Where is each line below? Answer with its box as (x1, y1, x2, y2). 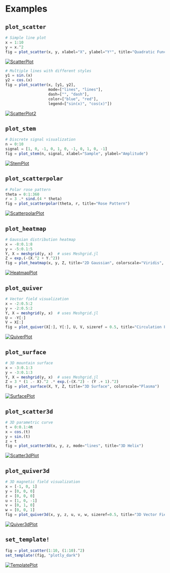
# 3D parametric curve (5, 420, 53, 425)
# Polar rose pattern (5, 187, 51, 192)
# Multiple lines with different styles (5, 68, 92, 73)
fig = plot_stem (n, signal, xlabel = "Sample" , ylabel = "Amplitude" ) (5, 151, 148, 156)
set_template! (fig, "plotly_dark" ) (5, 553, 80, 558)
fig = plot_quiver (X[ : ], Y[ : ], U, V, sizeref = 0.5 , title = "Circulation (5, 324, 162, 330)
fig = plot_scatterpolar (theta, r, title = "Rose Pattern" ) (5, 201, 130, 206)
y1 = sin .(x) (5, 73, 33, 78)
